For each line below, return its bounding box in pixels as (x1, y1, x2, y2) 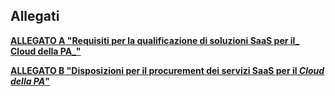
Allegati (10, 8, 60, 25)
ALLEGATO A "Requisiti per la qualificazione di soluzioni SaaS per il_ (10, 34, 300, 46)
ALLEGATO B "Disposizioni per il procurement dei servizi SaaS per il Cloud (10, 64, 325, 76)
